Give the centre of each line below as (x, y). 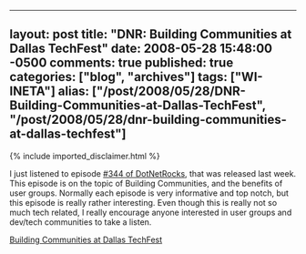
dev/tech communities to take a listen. (81, 222)
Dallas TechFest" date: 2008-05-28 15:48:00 (141, 49)
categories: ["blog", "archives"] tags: (118, 77)
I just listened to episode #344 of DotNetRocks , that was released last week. (153, 173)
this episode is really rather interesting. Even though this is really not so (143, 202)
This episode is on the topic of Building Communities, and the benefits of (146, 183)
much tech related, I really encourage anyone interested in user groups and (151, 212)
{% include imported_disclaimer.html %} (85, 156)
